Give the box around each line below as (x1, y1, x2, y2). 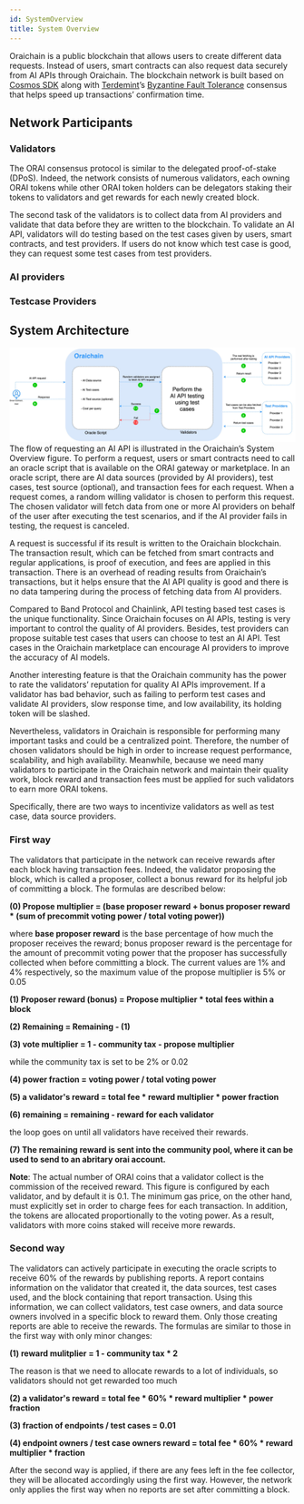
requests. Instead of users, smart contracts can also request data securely (9, 60, 289, 71)
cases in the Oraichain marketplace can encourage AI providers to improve (9, 643, 289, 654)
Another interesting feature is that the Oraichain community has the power (9, 670, 288, 681)
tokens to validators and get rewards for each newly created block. (9, 192, 260, 203)
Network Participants (9, 114, 133, 131)
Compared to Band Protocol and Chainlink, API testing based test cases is (9, 604, 286, 614)
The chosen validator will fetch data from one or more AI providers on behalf (9, 501, 296, 512)
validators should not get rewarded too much (9, 1375, 178, 1386)
